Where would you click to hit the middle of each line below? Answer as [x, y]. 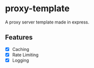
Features [19, 37]
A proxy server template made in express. [47, 22]
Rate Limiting [25, 55]
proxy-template [37, 9]
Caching [21, 49]
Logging [21, 60]
